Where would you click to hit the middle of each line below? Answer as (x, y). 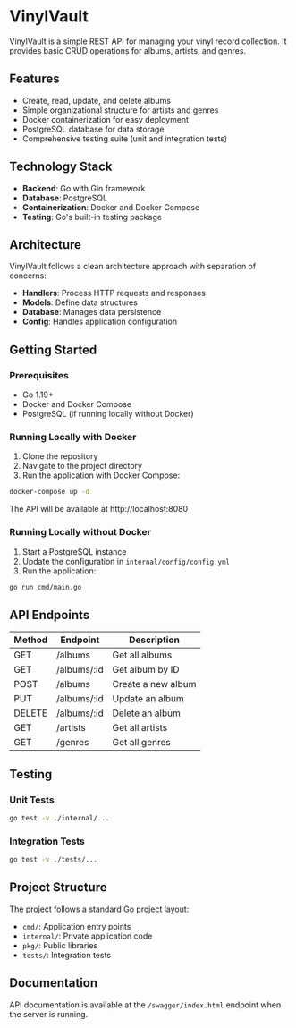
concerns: (28, 276)
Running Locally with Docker (73, 437)
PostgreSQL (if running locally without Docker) (108, 414)
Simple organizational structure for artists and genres (120, 110)
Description (155, 640)
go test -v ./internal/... (59, 818)
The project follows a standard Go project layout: (99, 909)
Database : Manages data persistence (92, 312)
